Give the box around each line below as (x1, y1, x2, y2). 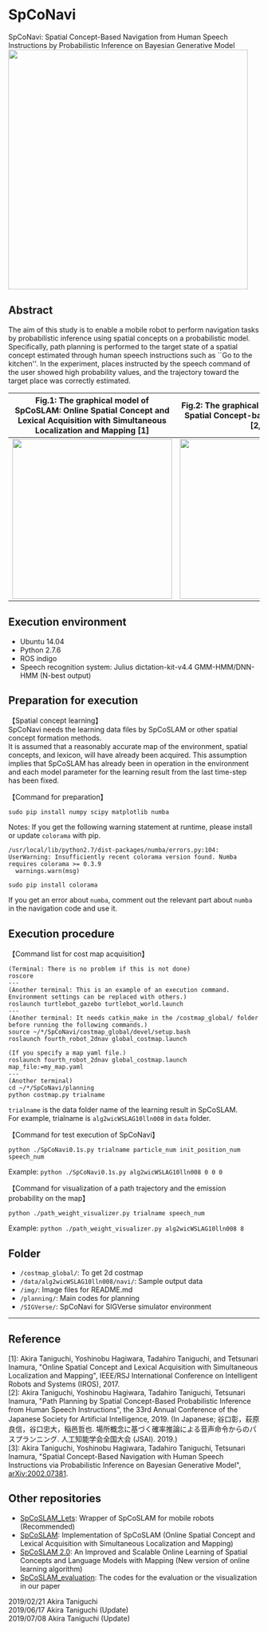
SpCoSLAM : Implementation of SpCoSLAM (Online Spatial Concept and (19, 1529, 255, 1540)
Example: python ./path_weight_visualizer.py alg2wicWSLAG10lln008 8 (8, 1223, 245, 1233)
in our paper (19, 1581, 61, 1590)
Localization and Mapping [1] (34, 425, 150, 436)
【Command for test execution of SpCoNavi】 (8, 1130, 160, 1140)
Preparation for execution (8, 693, 138, 707)
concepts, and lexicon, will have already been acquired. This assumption (8, 750, 247, 760)
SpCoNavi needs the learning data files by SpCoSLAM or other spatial (8, 725, 238, 735)
